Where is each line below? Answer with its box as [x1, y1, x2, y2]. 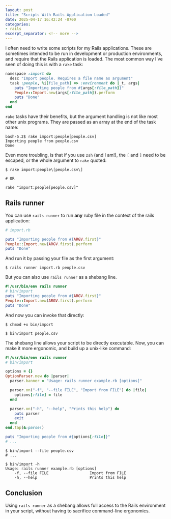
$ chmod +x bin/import [5, 322, 53, 327]
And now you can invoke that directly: [5, 312, 84, 318]
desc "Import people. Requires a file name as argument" [10, 76, 133, 81]
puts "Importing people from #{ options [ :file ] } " [5, 435, 110, 440]
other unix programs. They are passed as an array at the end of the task [5, 119, 156, 125]
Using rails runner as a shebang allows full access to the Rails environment [5, 502, 166, 508]
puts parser [14, 411, 40, 416]
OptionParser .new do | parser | [5, 373, 70, 379]
